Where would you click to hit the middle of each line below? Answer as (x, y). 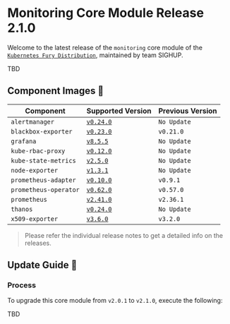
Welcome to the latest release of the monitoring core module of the (105, 47)
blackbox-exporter (42, 131)
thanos (22, 209)
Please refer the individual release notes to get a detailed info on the (124, 235)
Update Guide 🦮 (42, 265)
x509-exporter (35, 219)
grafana (24, 141)
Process (22, 285)
